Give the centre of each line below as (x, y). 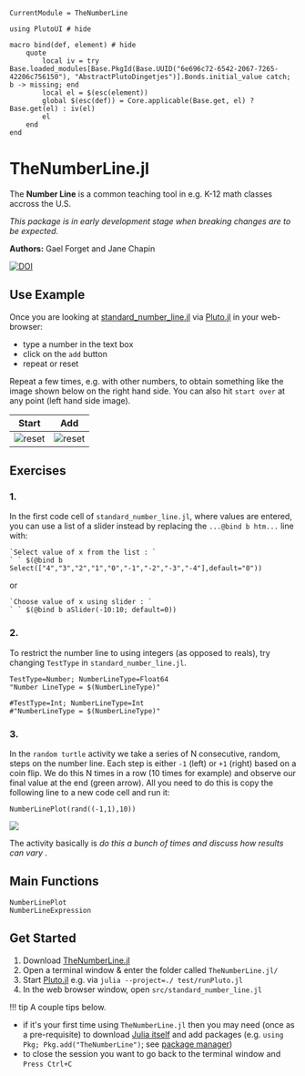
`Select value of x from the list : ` (83, 553)
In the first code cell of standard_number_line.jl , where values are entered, (151, 517)
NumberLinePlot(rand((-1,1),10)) (73, 810)
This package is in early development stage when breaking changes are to (150, 221)
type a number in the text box (78, 344)
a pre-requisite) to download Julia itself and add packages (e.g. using (153, 1034)
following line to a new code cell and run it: (90, 793)
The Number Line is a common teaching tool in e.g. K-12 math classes (141, 194)
